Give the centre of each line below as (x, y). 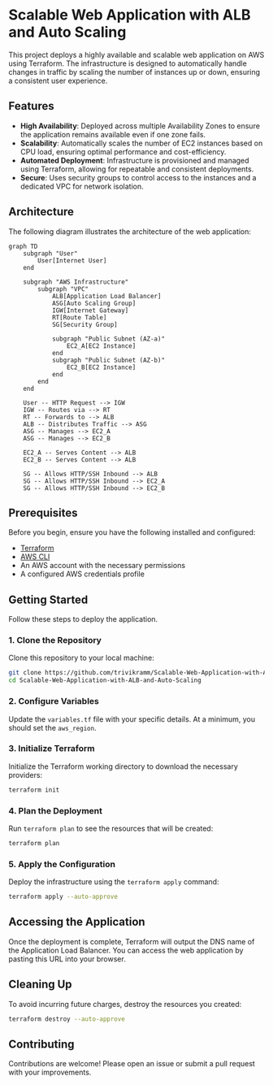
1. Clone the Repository (55, 640)
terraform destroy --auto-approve (67, 1019)
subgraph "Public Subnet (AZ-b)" (108, 360)
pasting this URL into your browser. (67, 959)
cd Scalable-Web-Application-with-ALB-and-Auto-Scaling (105, 680)
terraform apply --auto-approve (63, 897)
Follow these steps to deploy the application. (83, 619)
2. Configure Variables (54, 701)
